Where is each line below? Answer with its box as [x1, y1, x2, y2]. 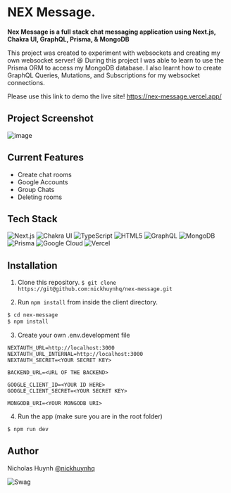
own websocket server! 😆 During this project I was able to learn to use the [7, 56, 224, 64]
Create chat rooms [17, 170, 72, 179]
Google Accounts [17, 177, 68, 186]
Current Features [7, 152, 85, 164]
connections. [7, 78, 46, 87]
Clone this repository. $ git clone [17, 278, 117, 287]
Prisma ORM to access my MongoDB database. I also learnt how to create [7, 63, 222, 72]
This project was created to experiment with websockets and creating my [7, 49, 220, 57]
